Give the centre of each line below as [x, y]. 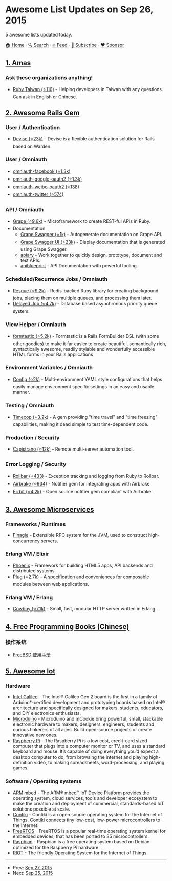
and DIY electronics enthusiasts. [47, 713]
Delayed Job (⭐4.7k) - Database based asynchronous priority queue [85, 304]
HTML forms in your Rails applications [53, 354]
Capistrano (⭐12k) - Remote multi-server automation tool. [73, 449]
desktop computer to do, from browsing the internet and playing [80, 757]
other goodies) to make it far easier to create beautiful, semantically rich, [89, 344]
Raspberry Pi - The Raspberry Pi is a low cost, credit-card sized [80, 741]
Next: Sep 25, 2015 [33, 873]
